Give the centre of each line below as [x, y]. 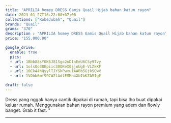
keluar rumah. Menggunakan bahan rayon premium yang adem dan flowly [83, 105]
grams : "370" [19, 29]
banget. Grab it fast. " [28, 110]
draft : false [19, 85]
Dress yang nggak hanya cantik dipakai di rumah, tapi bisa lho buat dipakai [84, 99]
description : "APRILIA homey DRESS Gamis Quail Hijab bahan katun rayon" [86, 34]
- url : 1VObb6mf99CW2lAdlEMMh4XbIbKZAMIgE [55, 76]
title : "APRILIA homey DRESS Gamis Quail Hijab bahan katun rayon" [78, 10]
